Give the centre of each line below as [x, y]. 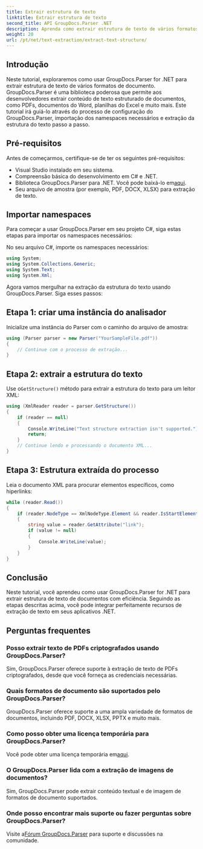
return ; [37, 434]
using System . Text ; [31, 270]
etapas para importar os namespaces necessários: [69, 236]
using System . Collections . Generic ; [51, 264]
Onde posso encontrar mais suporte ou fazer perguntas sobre [99, 813]
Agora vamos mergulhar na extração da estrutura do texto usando [89, 287]
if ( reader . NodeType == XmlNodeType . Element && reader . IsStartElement [108, 514]
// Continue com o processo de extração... [73, 349]
